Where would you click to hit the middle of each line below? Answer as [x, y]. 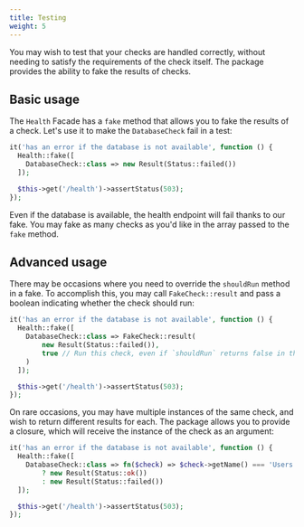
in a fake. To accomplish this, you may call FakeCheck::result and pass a [145, 294]
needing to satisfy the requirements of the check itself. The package [137, 61]
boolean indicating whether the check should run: [102, 303]
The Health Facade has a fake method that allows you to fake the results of [149, 121]
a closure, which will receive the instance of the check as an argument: [142, 431]
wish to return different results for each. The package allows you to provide [150, 422]
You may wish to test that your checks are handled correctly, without [138, 52]
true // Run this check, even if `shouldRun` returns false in [163, 353]
